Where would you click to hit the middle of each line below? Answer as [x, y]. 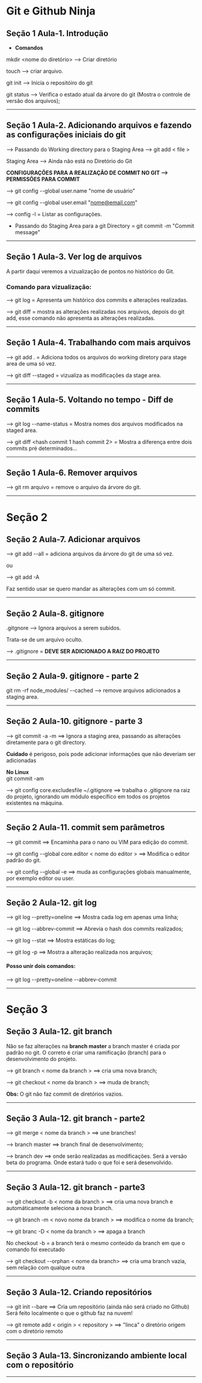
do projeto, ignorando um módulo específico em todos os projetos [88, 796]
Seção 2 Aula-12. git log [52, 903]
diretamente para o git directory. [46, 742]
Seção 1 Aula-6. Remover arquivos [72, 473]
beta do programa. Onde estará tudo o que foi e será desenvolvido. [90, 1163]
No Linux [17, 772]
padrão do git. [24, 860]
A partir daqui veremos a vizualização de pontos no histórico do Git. [90, 271]
